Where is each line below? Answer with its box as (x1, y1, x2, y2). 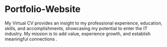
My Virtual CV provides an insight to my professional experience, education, (5, 20, 162, 26)
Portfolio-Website (5, 3, 81, 15)
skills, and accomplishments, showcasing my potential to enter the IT (5, 25, 148, 31)
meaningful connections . (5, 36, 57, 42)
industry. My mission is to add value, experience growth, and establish (5, 30, 151, 36)
